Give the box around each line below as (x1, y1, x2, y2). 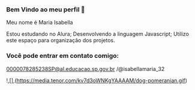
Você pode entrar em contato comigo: (6, 52, 119, 60)
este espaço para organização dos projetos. (6, 37, 115, 44)
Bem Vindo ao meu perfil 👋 (6, 5, 85, 14)
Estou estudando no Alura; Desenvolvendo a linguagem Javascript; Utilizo (6, 30, 189, 38)
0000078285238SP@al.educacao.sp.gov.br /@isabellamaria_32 (6, 65, 165, 72)
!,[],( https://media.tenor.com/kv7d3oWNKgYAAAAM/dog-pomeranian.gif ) (6, 77, 188, 84)
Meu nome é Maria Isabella (6, 19, 73, 26)
